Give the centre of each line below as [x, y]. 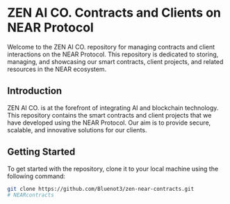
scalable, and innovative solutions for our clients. [77, 130]
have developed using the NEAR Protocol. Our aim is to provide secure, [109, 123]
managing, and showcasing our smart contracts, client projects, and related [115, 61]
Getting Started [41, 152]
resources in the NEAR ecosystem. [57, 69]
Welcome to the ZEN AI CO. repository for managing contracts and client [111, 47]
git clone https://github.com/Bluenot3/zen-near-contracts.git [101, 189]
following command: [36, 176]
